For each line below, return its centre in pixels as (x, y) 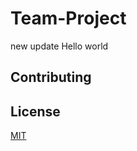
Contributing (51, 77)
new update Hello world (59, 46)
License (35, 111)
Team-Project (68, 18)
